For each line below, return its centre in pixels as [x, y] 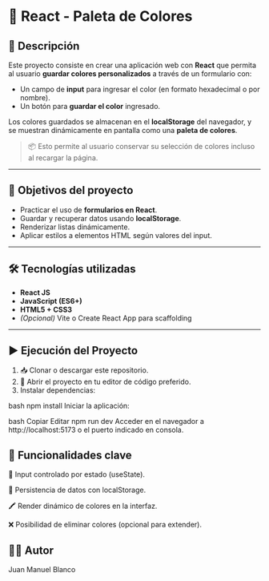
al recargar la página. [63, 158]
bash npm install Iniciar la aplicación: [69, 406]
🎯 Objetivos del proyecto [71, 190]
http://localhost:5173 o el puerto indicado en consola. [96, 430]
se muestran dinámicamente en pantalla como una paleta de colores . [123, 130]
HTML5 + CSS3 [46, 309]
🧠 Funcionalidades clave [70, 455]
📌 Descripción [44, 46]
